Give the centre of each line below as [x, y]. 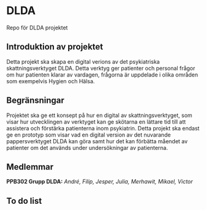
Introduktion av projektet [55, 47]
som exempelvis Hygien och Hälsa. [51, 81]
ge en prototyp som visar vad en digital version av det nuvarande [89, 135]
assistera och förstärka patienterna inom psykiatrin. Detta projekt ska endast [103, 128]
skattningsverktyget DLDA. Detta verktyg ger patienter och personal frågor [101, 68]
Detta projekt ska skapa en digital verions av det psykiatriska [83, 61]
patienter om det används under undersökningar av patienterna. [87, 148]
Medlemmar [30, 167]
